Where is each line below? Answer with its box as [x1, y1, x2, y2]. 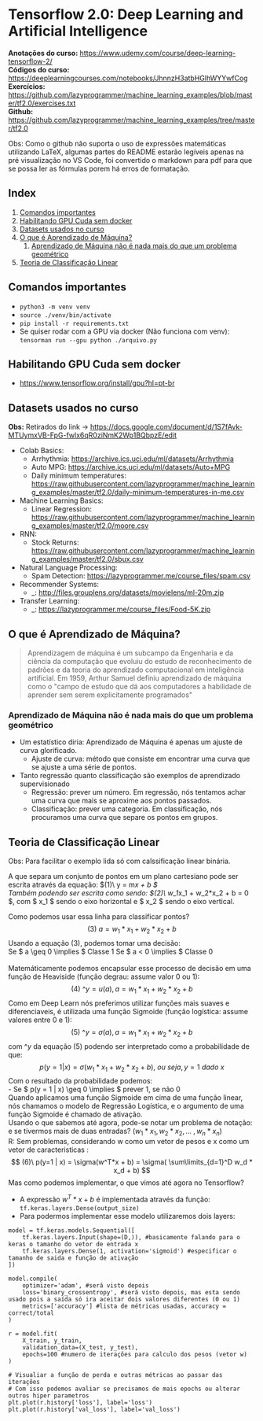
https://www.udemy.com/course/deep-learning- [79, 48, 236, 57]
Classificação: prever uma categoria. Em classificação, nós [31, 804, 223, 814]
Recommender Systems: [19, 580, 100, 589]
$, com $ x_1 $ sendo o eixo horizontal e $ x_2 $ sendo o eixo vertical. [8, 897, 235, 906]
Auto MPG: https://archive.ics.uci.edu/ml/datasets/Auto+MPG [31, 463, 231, 472]
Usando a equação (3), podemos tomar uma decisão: [8, 938, 181, 947]
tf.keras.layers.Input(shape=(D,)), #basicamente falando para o [22, 1233, 241, 1241]
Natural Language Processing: [19, 563, 118, 572]
